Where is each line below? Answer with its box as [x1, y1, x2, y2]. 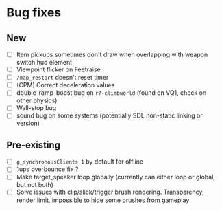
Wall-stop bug [16, 104, 57, 112]
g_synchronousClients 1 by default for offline [16, 157, 144, 166]
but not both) [16, 181, 54, 189]
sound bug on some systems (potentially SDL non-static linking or [16, 111, 203, 120]
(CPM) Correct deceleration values [16, 81, 115, 89]
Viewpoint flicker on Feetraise [16, 65, 101, 74]
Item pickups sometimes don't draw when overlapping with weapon [16, 50, 208, 58]
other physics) [16, 96, 58, 104]
